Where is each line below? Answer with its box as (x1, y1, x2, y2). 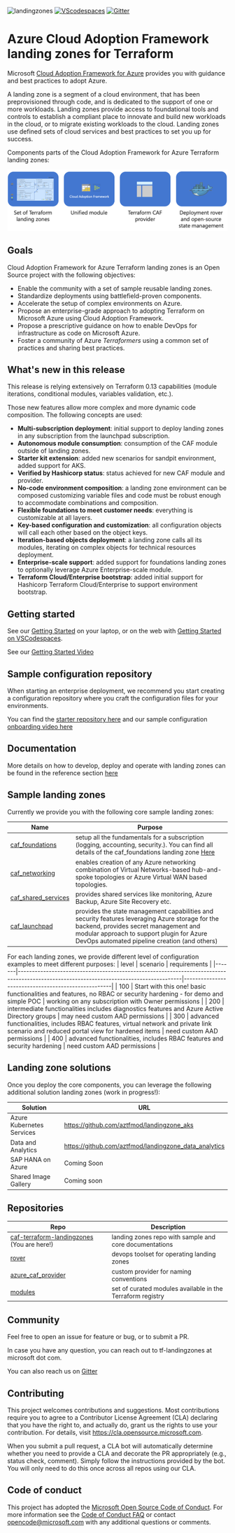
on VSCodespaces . (7, 634, 63, 643)
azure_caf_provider (10, 1271, 66, 1280)
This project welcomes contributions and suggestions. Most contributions (7, 1406, 220, 1414)
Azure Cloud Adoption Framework (7, 31, 210, 47)
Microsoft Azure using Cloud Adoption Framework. (17, 313, 164, 322)
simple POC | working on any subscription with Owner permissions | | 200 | (7, 997, 225, 1005)
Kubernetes (10, 1121, 44, 1129)
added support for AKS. (17, 462, 86, 470)
